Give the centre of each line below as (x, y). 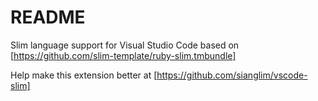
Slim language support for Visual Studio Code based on (125, 45)
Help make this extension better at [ (84, 75)
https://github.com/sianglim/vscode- (232, 75)
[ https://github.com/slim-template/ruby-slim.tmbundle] (123, 55)
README (48, 17)
